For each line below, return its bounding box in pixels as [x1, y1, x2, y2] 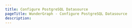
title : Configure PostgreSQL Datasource [5, 7, 89, 12]
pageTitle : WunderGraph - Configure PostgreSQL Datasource [5, 11, 128, 16]
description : [5, 16, 32, 20]
